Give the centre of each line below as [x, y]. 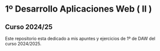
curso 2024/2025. [23, 44]
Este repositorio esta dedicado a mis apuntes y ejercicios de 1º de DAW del [80, 38]
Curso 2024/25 [29, 27]
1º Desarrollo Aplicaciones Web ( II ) [79, 9]
